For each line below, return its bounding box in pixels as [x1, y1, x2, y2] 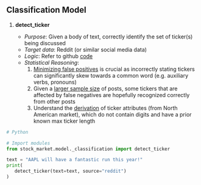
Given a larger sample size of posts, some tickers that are [33, 85, 178, 92]
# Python [6, 129, 29, 135]
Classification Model [6, 5, 86, 15]
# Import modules [6, 140, 51, 146]
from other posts [33, 98, 76, 105]
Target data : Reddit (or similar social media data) [24, 46, 147, 53]
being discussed [24, 39, 66, 46]
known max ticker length [33, 117, 96, 125]
